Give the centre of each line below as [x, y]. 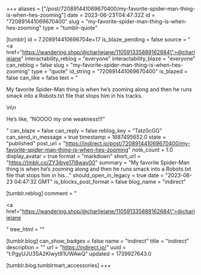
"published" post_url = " [36, 143]
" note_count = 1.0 [150, 150]
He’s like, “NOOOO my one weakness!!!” [56, 119]
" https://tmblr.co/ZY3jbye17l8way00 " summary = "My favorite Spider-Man [98, 162]
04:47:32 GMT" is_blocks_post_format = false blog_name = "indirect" [100, 182]
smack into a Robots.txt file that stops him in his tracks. [74, 96]
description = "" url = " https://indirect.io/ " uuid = [66, 247]
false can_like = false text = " [42, 78]
